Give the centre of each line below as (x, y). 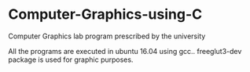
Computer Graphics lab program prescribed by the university (107, 36)
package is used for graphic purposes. (71, 59)
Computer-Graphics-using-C (105, 14)
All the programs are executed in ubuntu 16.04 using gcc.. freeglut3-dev (125, 51)
